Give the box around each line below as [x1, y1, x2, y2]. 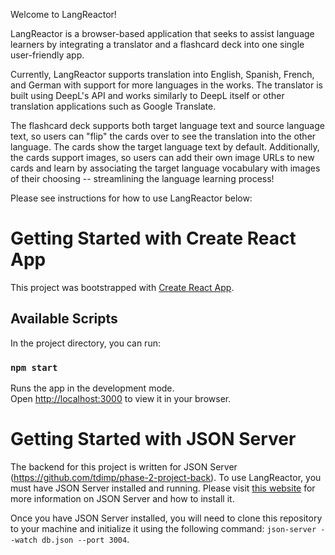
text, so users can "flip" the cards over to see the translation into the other [10, 130, 317, 142]
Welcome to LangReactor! [10, 9, 117, 20]
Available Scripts [10, 310, 118, 328]
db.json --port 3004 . [41, 533, 130, 545]
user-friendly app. [10, 49, 85, 61]
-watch [10, 535, 38, 545]
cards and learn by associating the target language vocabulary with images [10, 162, 321, 174]
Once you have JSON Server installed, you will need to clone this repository [10, 512, 323, 524]
